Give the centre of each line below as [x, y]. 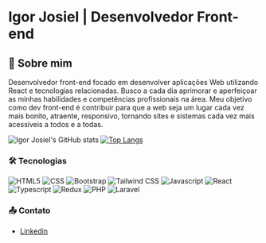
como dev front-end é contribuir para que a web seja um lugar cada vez [126, 108]
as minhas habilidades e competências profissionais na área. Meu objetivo [130, 99]
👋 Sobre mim [41, 63]
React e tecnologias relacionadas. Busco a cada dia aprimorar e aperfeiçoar [133, 91]
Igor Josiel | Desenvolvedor [101, 17]
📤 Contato [29, 210]
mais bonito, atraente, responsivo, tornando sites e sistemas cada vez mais [131, 116]
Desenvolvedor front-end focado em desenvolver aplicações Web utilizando [133, 82]
